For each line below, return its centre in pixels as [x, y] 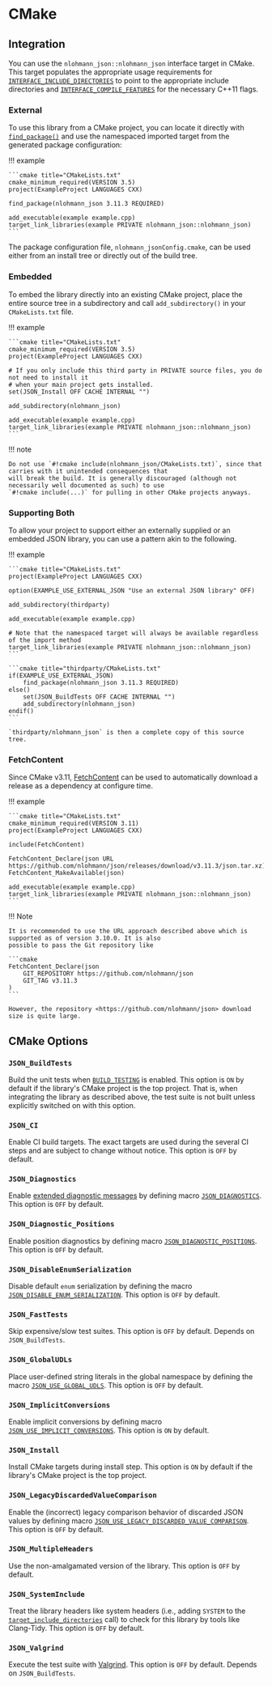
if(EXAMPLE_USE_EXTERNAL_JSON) [61, 675]
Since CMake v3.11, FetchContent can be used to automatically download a [133, 777]
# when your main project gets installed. [81, 384]
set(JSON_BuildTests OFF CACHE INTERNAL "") [99, 697]
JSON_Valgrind [36, 1648]
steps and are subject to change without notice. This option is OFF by [123, 1151]
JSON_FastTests [38, 1314]
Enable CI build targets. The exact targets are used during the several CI [129, 1142]
